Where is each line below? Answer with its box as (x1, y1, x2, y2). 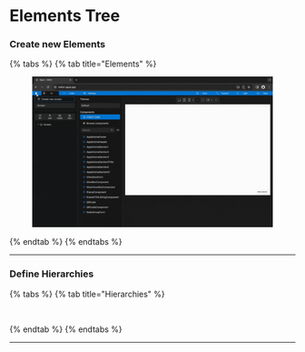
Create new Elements (9, 38, 106, 51)
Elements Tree (9, 5, 121, 26)
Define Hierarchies (9, 267, 94, 280)
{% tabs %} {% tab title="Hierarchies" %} (9, 288, 165, 299)
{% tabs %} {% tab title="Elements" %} (9, 58, 157, 69)
